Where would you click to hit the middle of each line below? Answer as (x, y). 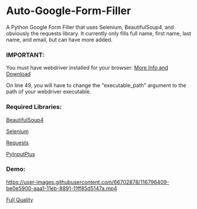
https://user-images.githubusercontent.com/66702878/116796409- (88, 182)
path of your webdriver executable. (49, 92)
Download (19, 74)
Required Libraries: (34, 107)
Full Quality (20, 200)
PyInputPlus (21, 154)
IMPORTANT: (25, 55)
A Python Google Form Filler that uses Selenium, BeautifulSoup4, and (90, 27)
